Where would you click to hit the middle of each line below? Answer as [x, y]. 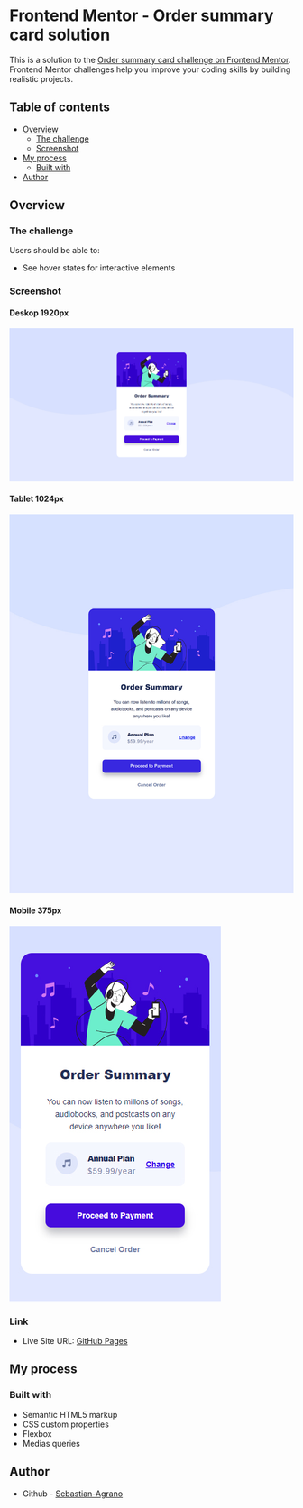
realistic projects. [41, 78]
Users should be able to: [55, 251]
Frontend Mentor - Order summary [142, 16]
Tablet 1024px [37, 499]
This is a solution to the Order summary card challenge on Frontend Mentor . [150, 59]
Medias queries [51, 1443]
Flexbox [37, 1433]
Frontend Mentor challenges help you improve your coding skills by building [150, 69]
